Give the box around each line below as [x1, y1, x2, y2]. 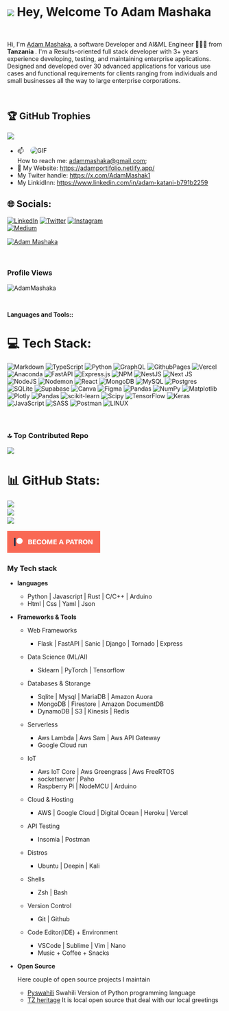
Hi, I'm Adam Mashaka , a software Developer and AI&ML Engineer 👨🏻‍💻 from [7, 40, 223, 48]
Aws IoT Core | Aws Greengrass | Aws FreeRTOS [37, 768, 175, 775]
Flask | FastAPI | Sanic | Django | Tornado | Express [37, 640, 183, 648]
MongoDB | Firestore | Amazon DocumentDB [37, 700, 165, 708]
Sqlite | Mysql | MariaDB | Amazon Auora [37, 693, 153, 701]
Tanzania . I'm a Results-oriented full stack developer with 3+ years [7, 47, 199, 56]
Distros [27, 849, 48, 857]
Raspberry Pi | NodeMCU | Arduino [37, 782, 137, 790]
